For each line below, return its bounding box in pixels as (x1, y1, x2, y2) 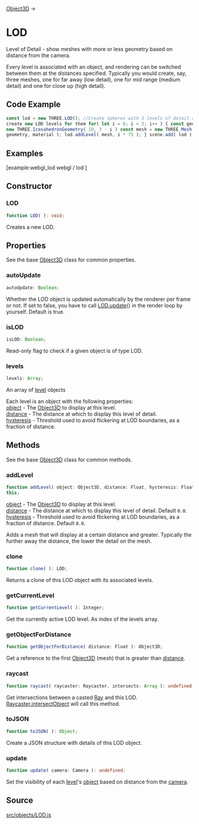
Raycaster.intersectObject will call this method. (6, 700, 120, 707)
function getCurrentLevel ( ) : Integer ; (6, 605, 105, 611)
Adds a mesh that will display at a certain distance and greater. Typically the (6, 531, 192, 538)
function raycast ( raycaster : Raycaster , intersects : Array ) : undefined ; (6, 683, 195, 689)
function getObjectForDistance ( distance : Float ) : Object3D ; (6, 644, 163, 650)
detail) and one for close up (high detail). (6, 82, 105, 89)
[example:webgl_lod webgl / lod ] (6, 164, 88, 171)
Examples (6, 148, 43, 158)
